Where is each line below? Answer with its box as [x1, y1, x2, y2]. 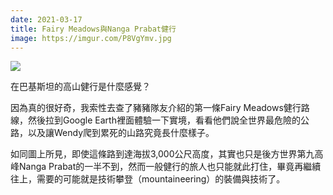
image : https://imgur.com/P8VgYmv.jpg [10, 33, 172, 43]
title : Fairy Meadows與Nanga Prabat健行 [10, 24, 177, 34]
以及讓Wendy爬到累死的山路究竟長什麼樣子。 [27, 127, 215, 139]
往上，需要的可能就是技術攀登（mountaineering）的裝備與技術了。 [10, 173, 286, 185]
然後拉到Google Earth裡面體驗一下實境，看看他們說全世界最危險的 [27, 114, 301, 126]
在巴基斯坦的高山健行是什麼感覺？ [10, 81, 151, 93]
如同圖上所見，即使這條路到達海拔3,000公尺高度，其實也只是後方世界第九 [10, 148, 315, 160]
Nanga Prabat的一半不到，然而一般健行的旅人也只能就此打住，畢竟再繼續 [18, 161, 322, 173]
